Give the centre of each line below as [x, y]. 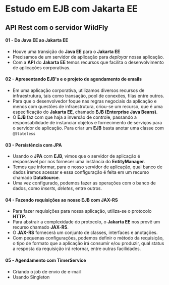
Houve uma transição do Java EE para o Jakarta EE [66, 52]
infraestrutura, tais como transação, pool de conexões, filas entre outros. [88, 96]
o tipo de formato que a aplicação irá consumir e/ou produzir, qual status [88, 244]
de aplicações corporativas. [41, 67]
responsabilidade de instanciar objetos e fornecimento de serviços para [87, 122]
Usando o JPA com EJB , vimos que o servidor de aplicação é [76, 156]
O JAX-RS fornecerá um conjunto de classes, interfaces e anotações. [85, 232]
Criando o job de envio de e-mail [47, 271]
